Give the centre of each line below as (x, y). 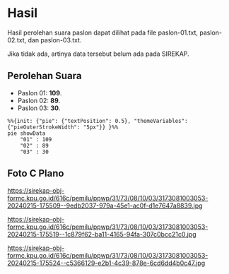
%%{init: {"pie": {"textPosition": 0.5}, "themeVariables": (98, 121)
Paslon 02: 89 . (39, 100)
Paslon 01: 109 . (40, 93)
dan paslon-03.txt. (55, 40)
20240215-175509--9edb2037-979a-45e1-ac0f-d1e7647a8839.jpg (105, 205)
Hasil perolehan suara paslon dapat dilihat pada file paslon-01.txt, (103, 32)
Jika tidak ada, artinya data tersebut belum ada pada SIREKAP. (98, 54)
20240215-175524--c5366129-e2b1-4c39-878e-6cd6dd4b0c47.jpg (106, 263)
